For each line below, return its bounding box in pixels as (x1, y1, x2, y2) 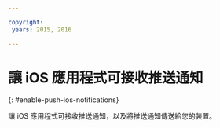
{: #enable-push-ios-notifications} (8, 95, 119, 104)
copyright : (8, 18, 44, 26)
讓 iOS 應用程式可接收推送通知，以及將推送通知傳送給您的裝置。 (8, 112, 216, 121)
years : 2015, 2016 (11, 25, 72, 34)
